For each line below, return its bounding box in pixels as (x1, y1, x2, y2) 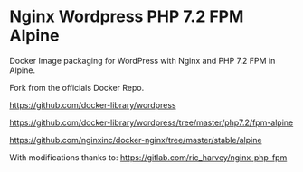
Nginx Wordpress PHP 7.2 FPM (9, 6, 244, 27)
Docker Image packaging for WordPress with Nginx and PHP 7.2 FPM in (9, 55, 276, 66)
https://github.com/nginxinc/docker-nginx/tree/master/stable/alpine (9, 134, 262, 145)
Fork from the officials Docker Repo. (9, 82, 145, 93)
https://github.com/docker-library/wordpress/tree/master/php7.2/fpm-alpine (9, 117, 294, 128)
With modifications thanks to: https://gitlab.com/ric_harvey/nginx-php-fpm (9, 151, 288, 163)
